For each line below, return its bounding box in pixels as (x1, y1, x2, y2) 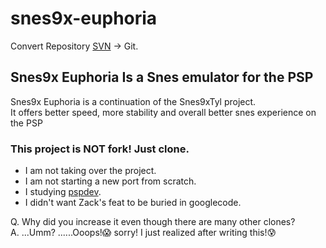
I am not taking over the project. (24, 165, 157, 177)
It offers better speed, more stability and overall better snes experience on (10, 106, 317, 118)
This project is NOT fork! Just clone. (10, 142, 190, 156)
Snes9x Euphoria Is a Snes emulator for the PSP (10, 69, 314, 86)
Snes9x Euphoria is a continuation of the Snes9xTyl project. (10, 95, 257, 107)
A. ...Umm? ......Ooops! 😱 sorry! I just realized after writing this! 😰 (10, 227, 277, 239)
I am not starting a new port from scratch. (24, 175, 197, 187)
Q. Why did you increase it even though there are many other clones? (10, 216, 296, 228)
